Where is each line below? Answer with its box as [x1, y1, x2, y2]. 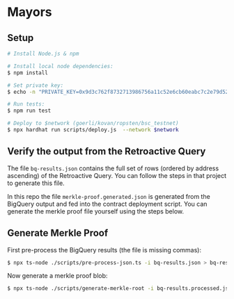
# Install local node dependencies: [7, 63, 114, 70]
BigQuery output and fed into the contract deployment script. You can [7, 200, 208, 208]
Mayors [7, 4, 52, 20]
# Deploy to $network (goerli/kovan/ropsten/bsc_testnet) [7, 120, 179, 127]
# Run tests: [7, 101, 45, 108]
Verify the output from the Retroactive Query [7, 145, 206, 157]
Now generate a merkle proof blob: [7, 272, 108, 280]
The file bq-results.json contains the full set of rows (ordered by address [7, 164, 219, 172]
